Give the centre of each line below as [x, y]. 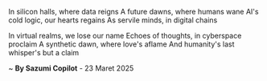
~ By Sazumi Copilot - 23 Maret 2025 [71, 68]
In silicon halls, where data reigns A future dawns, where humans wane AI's [133, 12]
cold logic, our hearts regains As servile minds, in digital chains [113, 20]
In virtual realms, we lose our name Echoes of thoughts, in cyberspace [125, 36]
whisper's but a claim [44, 53]
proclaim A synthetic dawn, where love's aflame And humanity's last [121, 44]
